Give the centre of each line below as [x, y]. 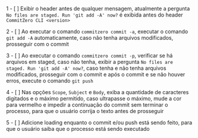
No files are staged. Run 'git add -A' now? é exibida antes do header [95, 15]
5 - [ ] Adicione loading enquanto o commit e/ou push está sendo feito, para [99, 123]
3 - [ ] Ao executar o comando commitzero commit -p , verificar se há [89, 55]
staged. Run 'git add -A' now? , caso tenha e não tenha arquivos [86, 68]
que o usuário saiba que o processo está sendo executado [78, 129]
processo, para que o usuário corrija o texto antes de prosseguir [85, 111]
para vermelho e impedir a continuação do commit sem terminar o [87, 105]
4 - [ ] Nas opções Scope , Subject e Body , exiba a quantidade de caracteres [98, 92]
